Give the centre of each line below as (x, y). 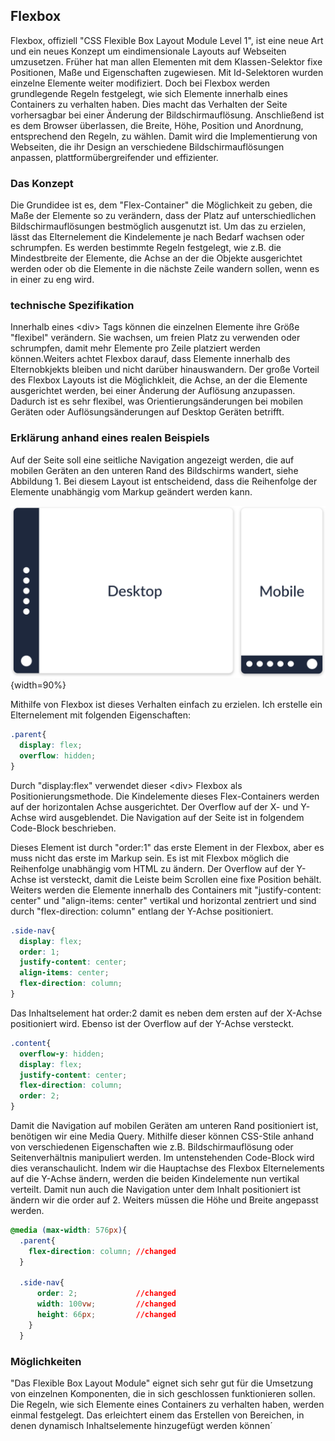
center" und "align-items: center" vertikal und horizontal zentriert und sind (163, 900)
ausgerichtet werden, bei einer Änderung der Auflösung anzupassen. (153, 391)
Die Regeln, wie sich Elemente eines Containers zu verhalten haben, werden (167, 1404)
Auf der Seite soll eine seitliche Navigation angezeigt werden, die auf (152, 460)
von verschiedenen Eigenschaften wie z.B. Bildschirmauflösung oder (152, 1147)
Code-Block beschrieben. (63, 828)
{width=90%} (38, 685)
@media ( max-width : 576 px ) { (69, 1230)
